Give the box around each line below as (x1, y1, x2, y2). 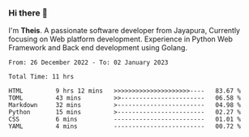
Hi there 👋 (8, 7, 49, 19)
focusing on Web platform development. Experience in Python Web (8, 34, 234, 44)
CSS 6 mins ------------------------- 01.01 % (8, 115, 242, 124)
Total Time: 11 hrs (8, 73, 75, 81)
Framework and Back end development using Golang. (8, 43, 188, 53)
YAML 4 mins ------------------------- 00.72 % (8, 122, 242, 131)
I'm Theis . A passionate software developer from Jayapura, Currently (8, 26, 241, 36)
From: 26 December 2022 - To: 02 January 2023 (8, 58, 169, 67)
